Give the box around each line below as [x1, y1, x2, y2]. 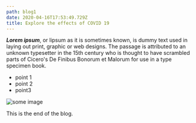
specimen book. [6, 62, 47, 69]
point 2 [15, 80, 33, 87]
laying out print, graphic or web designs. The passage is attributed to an [6, 43, 186, 50]
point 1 [15, 74, 32, 81]
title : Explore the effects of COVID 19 [6, 20, 110, 26]
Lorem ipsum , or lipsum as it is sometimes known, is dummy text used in [6, 37, 188, 44]
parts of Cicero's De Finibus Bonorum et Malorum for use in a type [6, 55, 172, 63]
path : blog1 [6, 8, 36, 15]
